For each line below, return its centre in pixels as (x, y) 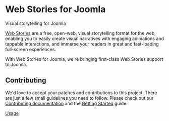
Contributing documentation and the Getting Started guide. (66, 103)
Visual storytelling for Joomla (36, 23)
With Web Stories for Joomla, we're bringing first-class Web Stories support (84, 59)
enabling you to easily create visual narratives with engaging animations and (84, 38)
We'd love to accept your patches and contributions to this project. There (81, 93)
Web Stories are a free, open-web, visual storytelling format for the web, (81, 33)
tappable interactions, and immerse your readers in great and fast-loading (82, 44)
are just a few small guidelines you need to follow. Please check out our (79, 98)
